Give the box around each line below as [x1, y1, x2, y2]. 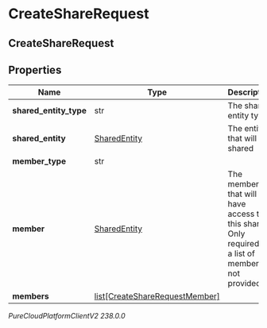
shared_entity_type [12, 105, 87, 116]
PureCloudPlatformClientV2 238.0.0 [8, 311, 126, 321]
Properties [8, 63, 62, 76]
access [227, 208, 255, 219]
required [227, 238, 260, 249]
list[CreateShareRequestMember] [94, 291, 220, 302]
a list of [227, 248, 256, 259]
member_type [12, 156, 66, 167]
